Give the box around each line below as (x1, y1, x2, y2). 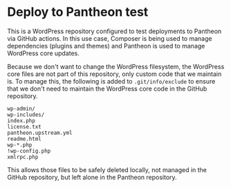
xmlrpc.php (7, 153, 39, 160)
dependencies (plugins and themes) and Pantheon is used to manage (7, 41, 205, 50)
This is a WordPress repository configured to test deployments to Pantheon (7, 27, 222, 35)
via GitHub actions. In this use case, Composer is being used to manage (7, 34, 212, 42)
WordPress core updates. (7, 49, 80, 57)
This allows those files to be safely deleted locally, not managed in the (7, 165, 207, 173)
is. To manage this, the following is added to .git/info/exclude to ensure (7, 77, 216, 85)
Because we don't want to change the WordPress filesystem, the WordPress (7, 62, 225, 70)
